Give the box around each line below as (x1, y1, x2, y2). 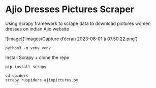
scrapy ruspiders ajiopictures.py (5, 77, 79, 82)
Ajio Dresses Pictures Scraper (5, 4, 135, 15)
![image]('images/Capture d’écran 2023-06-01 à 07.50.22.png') (5, 36, 138, 42)
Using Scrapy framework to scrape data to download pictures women (5, 20, 151, 26)
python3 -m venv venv (5, 45, 51, 50)
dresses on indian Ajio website (5, 25, 70, 32)
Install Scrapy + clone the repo (5, 54, 70, 61)
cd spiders (5, 73, 28, 78)
